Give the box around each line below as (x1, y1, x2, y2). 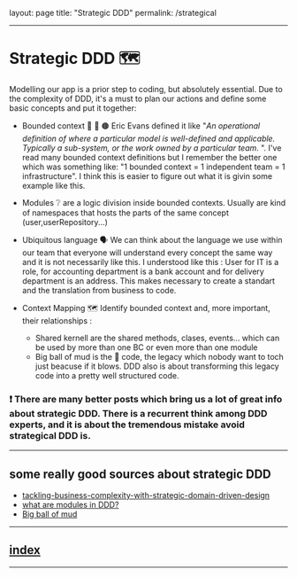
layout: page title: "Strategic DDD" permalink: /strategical (9, 8, 217, 18)
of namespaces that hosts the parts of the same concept (21, 207, 230, 218)
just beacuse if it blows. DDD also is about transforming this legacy (34, 361, 280, 371)
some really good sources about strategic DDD (9, 466, 271, 481)
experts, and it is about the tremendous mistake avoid (9, 418, 245, 431)
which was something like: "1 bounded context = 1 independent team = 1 (21, 161, 286, 172)
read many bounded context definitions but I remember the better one (21, 152, 278, 162)
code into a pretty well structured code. (34, 370, 179, 380)
